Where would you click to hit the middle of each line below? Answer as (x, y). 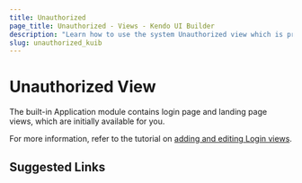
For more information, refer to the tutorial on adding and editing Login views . (151, 139)
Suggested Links (58, 167)
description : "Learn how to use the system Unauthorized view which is (146, 34)
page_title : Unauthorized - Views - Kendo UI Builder (112, 26)
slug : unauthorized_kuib (56, 43)
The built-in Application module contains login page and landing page (138, 112)
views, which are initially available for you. (87, 121)
